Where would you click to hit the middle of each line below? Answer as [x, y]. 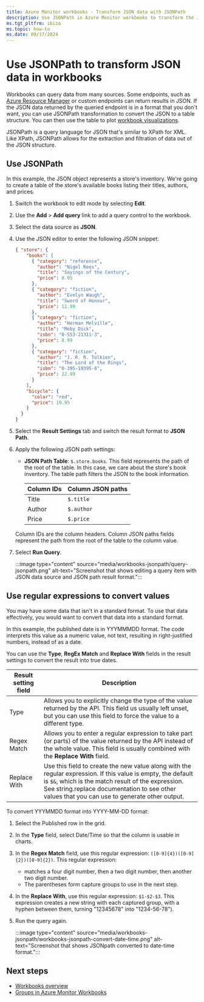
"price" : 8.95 [55, 278]
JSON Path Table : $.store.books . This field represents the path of [107, 461]
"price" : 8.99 [55, 340]
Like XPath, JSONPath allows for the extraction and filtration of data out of [99, 139]
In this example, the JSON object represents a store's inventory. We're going [102, 178]
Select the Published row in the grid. [60, 823]
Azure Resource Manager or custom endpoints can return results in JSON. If [102, 101]
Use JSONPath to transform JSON [93, 65]
